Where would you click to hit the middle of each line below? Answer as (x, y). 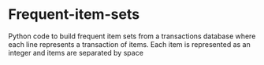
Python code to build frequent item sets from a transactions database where (132, 36)
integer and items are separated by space (76, 52)
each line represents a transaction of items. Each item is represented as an (129, 44)
